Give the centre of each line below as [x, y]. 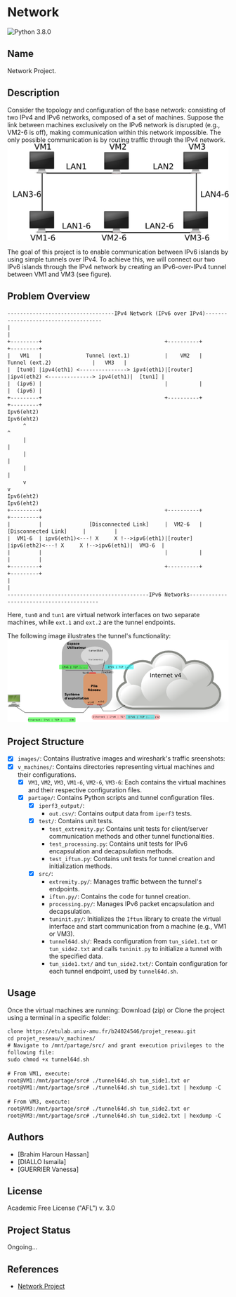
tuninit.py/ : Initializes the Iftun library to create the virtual [135, 919]
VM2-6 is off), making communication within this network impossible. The [114, 132]
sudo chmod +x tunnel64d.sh [48, 1059]
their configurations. [47, 775]
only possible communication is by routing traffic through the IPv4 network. [117, 140]
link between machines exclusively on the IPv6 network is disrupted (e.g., [113, 124]
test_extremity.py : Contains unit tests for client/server [129, 828]
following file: [31, 1052]
